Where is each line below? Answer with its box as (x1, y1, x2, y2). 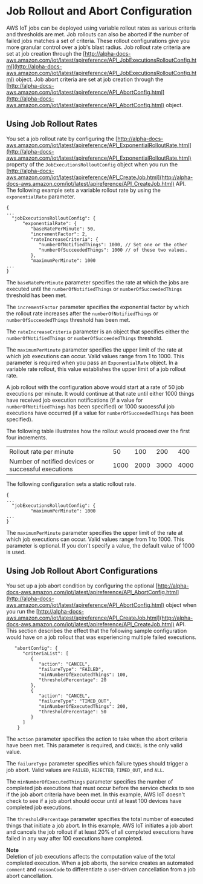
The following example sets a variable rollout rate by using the (6, 186, 161, 194)
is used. (6, 548, 26, 555)
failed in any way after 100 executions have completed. (6, 834, 143, 842)
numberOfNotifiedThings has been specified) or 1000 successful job (6, 402, 175, 410)
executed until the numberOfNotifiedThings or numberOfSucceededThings (6, 285, 182, 292)
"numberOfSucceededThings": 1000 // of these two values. (38, 247, 188, 253)
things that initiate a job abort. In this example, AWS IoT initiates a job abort (6, 822, 193, 829)
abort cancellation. (6, 872, 53, 879)
